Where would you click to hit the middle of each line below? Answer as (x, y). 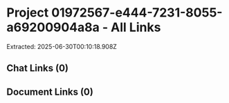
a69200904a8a (53, 27)
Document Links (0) (50, 92)
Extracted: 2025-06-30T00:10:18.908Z (62, 46)
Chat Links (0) (38, 68)
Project (28, 13)
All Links (136, 27)
